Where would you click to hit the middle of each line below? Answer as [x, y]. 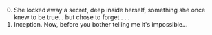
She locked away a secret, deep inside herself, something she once [109, 10]
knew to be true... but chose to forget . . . [72, 17]
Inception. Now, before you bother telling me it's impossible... [100, 24]
